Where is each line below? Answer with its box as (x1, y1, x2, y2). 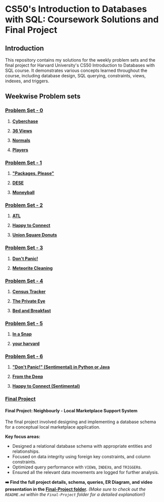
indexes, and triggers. (5, 78, 49, 84)
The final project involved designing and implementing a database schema (5, 419, 156, 425)
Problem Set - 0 (5, 107, 43, 114)
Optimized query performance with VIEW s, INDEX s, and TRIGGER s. (12, 464, 142, 470)
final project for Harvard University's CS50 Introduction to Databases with (5, 63, 155, 68)
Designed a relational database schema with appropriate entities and (12, 443, 152, 449)
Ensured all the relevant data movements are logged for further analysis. (12, 469, 159, 475)
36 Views (12, 128, 33, 134)
